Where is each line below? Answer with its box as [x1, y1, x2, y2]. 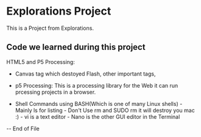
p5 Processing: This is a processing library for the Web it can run [15, 82, 178, 89]
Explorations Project [6, 4, 111, 18]
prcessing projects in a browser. [15, 88, 96, 96]
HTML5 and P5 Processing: [6, 58, 75, 65]
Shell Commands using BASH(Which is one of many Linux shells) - [15, 100, 183, 107]
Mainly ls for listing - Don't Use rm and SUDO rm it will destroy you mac [15, 107, 195, 114]
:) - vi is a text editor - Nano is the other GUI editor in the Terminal [15, 113, 180, 120]
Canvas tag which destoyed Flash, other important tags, [15, 70, 156, 77]
